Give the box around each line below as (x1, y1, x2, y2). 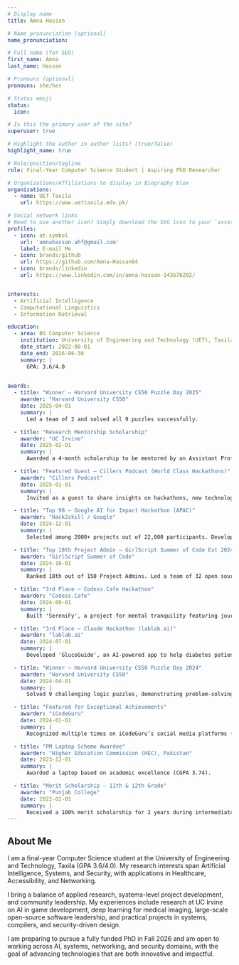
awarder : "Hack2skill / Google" (20, 514, 116, 521)
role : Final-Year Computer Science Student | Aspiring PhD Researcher (7, 167, 221, 174)
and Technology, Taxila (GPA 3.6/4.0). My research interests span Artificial (7, 862, 225, 870)
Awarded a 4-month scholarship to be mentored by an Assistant (26, 455, 218, 463)
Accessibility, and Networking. (7, 877, 97, 885)
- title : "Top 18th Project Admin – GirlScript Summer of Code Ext (14, 546, 218, 554)
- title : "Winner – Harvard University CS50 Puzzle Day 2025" (14, 389, 202, 396)
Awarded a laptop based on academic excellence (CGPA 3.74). (26, 769, 212, 776)
